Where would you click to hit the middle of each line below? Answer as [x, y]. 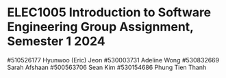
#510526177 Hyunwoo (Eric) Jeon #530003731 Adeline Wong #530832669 [113, 60]
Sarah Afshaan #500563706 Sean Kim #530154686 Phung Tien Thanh [107, 67]
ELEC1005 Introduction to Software [109, 13]
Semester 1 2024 [56, 41]
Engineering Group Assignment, [100, 27]
